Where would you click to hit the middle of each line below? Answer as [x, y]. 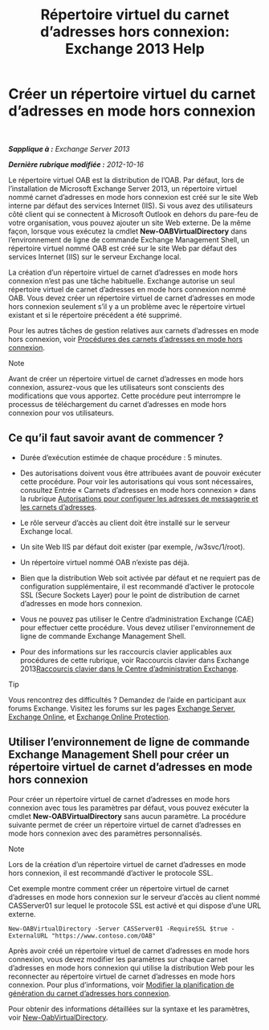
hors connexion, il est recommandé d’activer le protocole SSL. [111, 873]
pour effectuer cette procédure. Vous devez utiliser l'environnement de [137, 627]
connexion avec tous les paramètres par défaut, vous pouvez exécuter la [129, 808]
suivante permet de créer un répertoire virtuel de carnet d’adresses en [125, 824]
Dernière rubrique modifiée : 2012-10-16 [76, 164]
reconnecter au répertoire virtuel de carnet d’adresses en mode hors [122, 976]
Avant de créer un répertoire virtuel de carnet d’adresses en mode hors [126, 378]
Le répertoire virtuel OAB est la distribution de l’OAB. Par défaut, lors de [126, 180]
